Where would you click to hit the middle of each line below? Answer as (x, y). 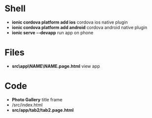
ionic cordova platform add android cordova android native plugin (79, 27)
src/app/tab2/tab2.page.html (43, 110)
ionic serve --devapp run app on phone (53, 32)
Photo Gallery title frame (37, 99)
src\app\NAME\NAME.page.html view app (56, 66)
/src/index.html (27, 105)
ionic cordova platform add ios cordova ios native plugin (70, 22)
